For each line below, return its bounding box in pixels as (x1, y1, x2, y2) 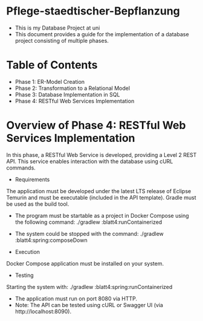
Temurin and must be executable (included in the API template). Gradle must (6, 194, 196, 201)
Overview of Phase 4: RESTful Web (6, 119, 186, 132)
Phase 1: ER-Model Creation (14, 78, 85, 85)
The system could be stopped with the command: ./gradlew (14, 230, 164, 237)
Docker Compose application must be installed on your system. (6, 259, 164, 267)
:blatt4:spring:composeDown (14, 237, 88, 244)
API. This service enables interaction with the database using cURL (6, 157, 173, 165)
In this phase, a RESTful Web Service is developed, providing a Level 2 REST (6, 151, 197, 158)
